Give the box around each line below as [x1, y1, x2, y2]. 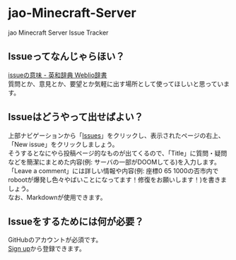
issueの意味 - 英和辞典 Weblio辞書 [8, 71, 107, 79]
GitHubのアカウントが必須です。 [8, 235, 102, 244]
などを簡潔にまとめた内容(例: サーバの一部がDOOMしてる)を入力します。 [8, 158, 221, 166]
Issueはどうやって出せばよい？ [8, 111, 143, 123]
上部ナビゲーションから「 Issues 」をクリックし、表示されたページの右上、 [8, 131, 225, 139]
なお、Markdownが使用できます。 [8, 193, 107, 201]
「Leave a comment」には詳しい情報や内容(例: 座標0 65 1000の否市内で [8, 166, 219, 175]
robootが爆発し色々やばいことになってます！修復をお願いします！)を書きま [8, 175, 228, 184]
